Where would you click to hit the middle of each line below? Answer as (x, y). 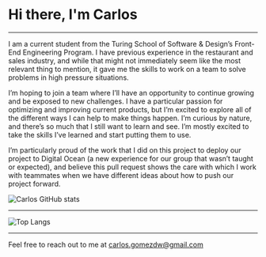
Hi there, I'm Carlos (73, 15)
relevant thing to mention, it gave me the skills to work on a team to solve (127, 69)
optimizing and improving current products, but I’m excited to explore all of (130, 109)
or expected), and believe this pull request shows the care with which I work (133, 167)
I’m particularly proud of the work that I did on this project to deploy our (125, 150)
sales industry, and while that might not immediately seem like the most (125, 60)
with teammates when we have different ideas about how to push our (121, 175)
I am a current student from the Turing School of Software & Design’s (121, 43)
